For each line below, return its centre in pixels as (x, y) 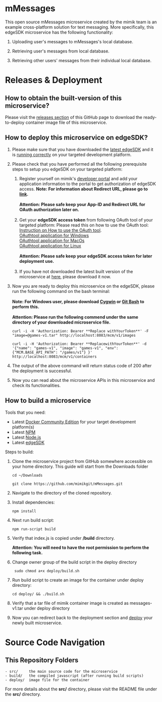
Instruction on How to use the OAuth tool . (60, 230)
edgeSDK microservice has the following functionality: (59, 32)
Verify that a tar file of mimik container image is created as (70, 603)
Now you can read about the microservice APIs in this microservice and (83, 380)
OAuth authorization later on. (49, 209)
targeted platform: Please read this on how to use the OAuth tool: (84, 225)
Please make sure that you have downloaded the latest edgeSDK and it (82, 149)
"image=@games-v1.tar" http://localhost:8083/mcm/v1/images (74, 335)
